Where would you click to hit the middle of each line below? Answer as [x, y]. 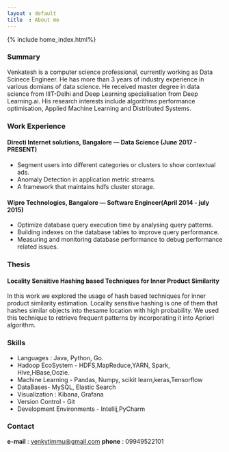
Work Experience [37, 126]
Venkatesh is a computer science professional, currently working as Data [110, 72]
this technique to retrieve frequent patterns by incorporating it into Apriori [111, 318]
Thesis [19, 264]
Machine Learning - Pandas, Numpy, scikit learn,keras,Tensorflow [110, 379]
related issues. [38, 247]
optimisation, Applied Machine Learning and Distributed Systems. [99, 108]
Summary [24, 57]
